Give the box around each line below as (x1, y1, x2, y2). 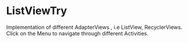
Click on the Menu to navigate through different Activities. (6, 29, 148, 37)
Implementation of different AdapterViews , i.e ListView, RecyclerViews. (6, 24, 183, 31)
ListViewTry (6, 4, 68, 18)
